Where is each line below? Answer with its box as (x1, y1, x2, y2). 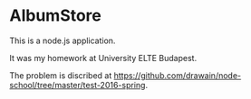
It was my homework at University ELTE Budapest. (9, 52, 198, 63)
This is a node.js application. (9, 35, 116, 46)
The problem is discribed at (9, 69, 112, 81)
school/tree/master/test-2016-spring (9, 79, 146, 90)
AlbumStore (9, 5, 102, 26)
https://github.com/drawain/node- (113, 69, 242, 81)
